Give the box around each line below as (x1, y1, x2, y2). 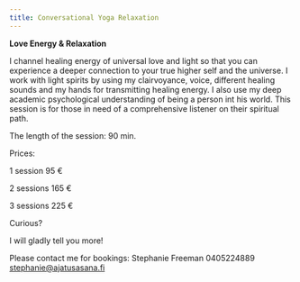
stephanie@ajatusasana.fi (9, 262, 105, 273)
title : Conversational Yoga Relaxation (9, 13, 159, 23)
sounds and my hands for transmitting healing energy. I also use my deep (9, 84, 282, 95)
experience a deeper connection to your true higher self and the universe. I (9, 65, 288, 76)
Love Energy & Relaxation (9, 38, 107, 49)
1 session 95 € (9, 165, 63, 176)
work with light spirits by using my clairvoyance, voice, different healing (9, 74, 276, 86)
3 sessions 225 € (9, 200, 74, 211)
